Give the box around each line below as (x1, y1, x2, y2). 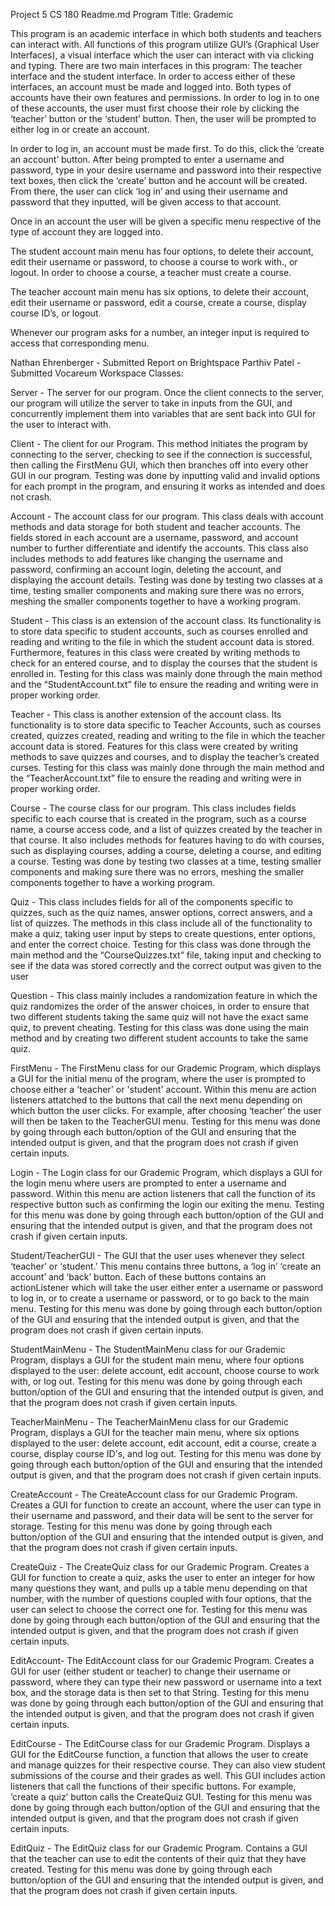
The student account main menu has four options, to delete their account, (10, 245, 314, 257)
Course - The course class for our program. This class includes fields (10, 802, 297, 814)
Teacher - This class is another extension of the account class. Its (10, 709, 282, 720)
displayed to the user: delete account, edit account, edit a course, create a (10, 1437, 317, 1449)
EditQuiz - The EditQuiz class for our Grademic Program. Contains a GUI (10, 1842, 308, 1854)
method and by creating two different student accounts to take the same (10, 1032, 309, 1044)
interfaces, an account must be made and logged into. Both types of (10, 81, 292, 93)
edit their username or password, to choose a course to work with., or (10, 256, 298, 268)
